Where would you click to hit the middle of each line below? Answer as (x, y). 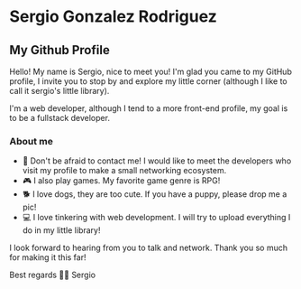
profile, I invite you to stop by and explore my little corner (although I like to (149, 81)
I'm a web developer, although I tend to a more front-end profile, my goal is (149, 108)
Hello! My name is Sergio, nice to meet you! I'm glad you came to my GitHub (151, 71)
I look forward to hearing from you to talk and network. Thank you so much (149, 248)
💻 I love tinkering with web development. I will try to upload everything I (156, 218)
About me (32, 141)
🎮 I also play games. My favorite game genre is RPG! (121, 181)
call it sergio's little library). (59, 91)
